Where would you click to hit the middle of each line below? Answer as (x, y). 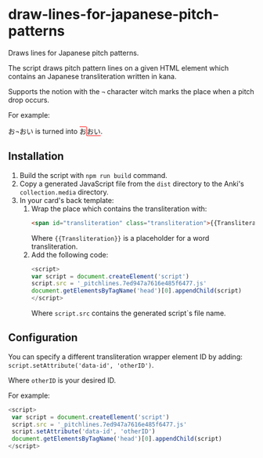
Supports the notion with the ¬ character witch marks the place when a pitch (131, 91)
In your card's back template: (67, 200)
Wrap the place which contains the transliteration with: (119, 209)
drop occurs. (29, 100)
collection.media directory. (64, 192)
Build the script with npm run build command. (94, 175)
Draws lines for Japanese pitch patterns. (74, 53)
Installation (36, 156)
